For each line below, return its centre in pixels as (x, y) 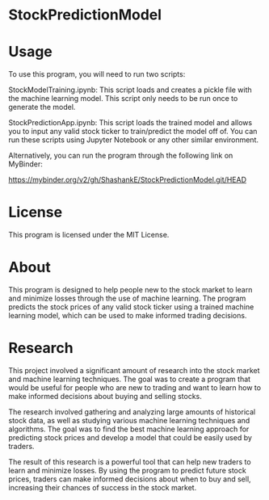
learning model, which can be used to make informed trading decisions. (128, 315)
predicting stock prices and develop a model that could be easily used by (130, 437)
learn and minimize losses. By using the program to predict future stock (127, 470)
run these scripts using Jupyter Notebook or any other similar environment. (133, 140)
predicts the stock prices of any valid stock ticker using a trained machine (131, 307)
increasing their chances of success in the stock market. (103, 487)
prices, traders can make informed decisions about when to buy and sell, (130, 479)
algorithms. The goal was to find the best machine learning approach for (129, 429)
